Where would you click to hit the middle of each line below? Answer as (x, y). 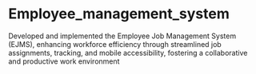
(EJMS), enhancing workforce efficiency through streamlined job (115, 44)
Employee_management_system (119, 14)
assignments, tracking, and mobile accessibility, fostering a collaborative (128, 53)
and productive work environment (64, 61)
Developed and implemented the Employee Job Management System (122, 36)
